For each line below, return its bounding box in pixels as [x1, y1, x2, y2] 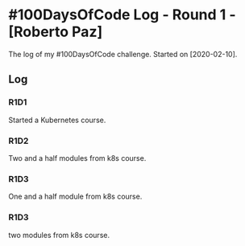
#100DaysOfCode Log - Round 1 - [8, 6, 236, 24]
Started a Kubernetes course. [8, 115, 106, 125]
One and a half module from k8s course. [8, 191, 143, 202]
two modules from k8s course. [8, 230, 110, 240]
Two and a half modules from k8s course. [8, 153, 147, 162]
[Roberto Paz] [8, 23, 103, 41]
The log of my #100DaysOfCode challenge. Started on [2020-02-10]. [8, 49, 238, 59]
